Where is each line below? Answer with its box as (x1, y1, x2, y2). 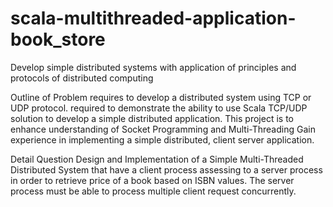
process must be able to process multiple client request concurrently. (10, 185, 297, 197)
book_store (10, 28, 106, 51)
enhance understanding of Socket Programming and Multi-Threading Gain (10, 123, 316, 135)
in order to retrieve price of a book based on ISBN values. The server (10, 174, 295, 186)
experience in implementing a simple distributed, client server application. (10, 133, 315, 146)
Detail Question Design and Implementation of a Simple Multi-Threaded (10, 153, 304, 165)
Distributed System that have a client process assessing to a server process (10, 163, 323, 176)
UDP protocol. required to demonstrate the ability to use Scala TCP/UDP (10, 102, 308, 114)
